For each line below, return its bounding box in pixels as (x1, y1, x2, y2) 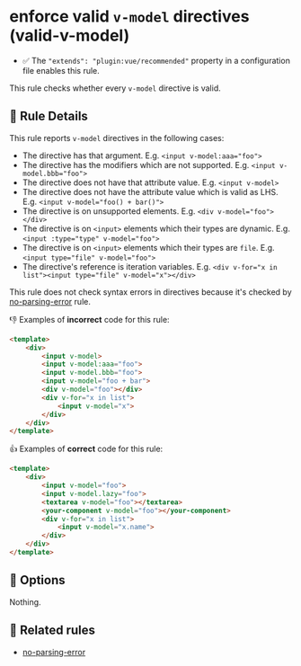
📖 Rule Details (9, 109, 88, 124)
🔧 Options (9, 573, 66, 588)
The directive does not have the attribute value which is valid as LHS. (22, 186, 279, 197)
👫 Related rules (9, 623, 96, 638)
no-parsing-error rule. (9, 296, 92, 306)
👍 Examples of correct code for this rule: (9, 443, 164, 455)
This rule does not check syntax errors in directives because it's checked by (9, 286, 292, 297)
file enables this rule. (22, 65, 101, 75)
